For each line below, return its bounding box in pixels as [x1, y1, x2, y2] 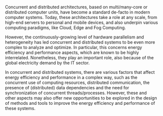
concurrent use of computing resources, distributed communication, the [5, 80, 150, 85]
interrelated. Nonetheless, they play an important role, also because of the [5, 55, 154, 60]
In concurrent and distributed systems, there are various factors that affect [5, 69, 155, 75]
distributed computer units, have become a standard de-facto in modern [5, 9, 150, 15]
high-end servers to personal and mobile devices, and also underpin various [5, 19, 158, 25]
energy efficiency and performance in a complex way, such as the [5, 75, 138, 80]
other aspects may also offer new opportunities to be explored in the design [5, 95, 157, 101]
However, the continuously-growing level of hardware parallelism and [5, 34, 145, 40]
